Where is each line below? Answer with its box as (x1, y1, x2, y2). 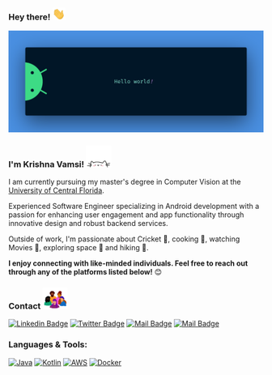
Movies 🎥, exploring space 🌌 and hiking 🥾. (8, 243, 149, 253)
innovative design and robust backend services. (8, 219, 168, 228)
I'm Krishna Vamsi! (8, 158, 85, 169)
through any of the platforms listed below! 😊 (8, 267, 163, 277)
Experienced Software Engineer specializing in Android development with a (8, 202, 260, 211)
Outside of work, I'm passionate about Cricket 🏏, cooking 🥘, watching (8, 234, 240, 244)
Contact (8, 300, 41, 311)
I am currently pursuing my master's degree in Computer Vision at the (8, 177, 241, 187)
